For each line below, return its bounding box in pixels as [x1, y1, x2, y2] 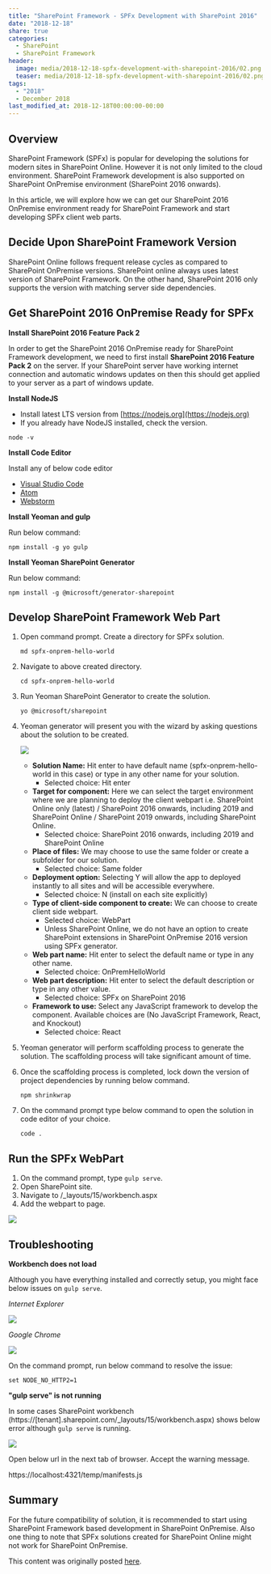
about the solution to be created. [19, 730, 129, 740]
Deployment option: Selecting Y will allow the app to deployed [31, 873, 241, 882]
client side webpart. [31, 907, 98, 916]
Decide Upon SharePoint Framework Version [8, 235, 237, 249]
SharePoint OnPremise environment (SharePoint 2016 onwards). [8, 179, 222, 188]
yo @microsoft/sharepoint [19, 707, 107, 716]
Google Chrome [8, 1330, 61, 1339]
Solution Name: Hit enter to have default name [31, 761, 188, 771]
